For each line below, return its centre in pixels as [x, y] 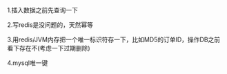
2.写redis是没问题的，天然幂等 [50, 25]
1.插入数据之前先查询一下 [42, 10]
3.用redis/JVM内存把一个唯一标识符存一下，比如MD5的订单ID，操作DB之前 [114, 39]
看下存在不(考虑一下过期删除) [49, 48]
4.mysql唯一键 [28, 63]
